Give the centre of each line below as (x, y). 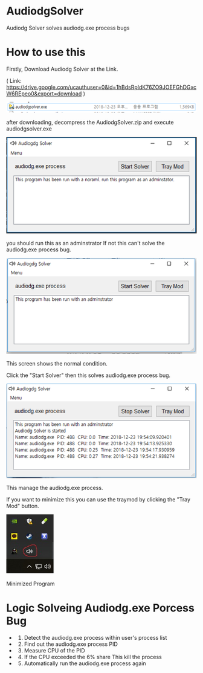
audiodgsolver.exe (29, 129)
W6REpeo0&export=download (44, 93)
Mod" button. (23, 506)
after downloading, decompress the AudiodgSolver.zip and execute (90, 122)
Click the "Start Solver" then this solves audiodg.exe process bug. (89, 375)
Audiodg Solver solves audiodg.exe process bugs (68, 28)
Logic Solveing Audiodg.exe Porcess (100, 608)
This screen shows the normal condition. (57, 363)
